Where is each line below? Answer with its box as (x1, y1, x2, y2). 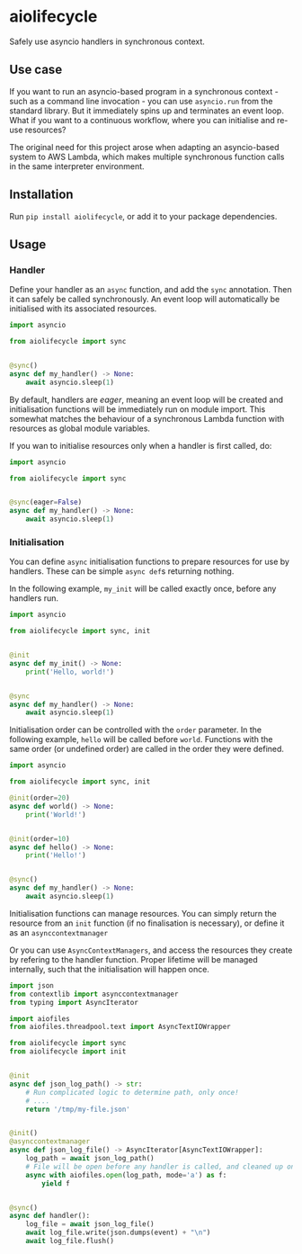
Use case (9, 62, 63, 77)
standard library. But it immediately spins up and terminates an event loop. (9, 105, 285, 116)
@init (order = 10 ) (9, 834, 70, 843)
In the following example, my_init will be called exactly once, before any (9, 583, 277, 595)
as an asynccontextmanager (9, 927, 109, 937)
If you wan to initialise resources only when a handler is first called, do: (9, 440, 272, 451)
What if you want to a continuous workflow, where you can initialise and (9, 114, 276, 125)
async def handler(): (9, 1212, 91, 1221)
